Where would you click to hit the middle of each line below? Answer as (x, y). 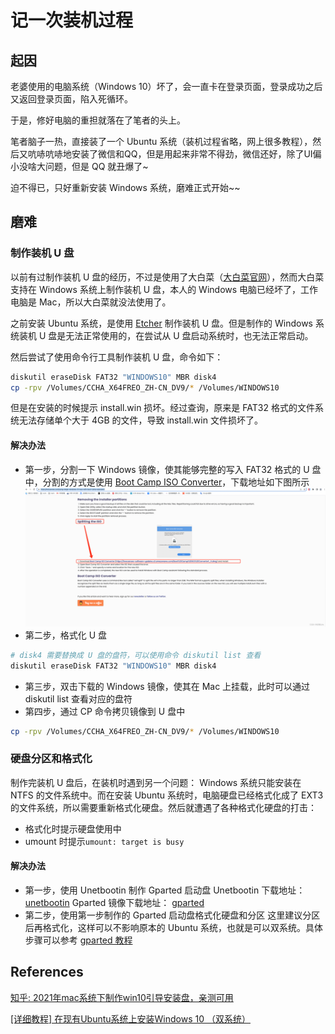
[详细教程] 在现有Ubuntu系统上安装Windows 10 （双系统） (130, 1018)
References (47, 972)
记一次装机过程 (72, 20)
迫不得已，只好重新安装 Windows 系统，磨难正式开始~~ (125, 187)
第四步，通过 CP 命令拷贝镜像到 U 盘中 (105, 711)
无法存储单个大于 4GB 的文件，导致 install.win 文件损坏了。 (140, 420)
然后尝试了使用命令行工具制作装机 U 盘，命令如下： (117, 357)
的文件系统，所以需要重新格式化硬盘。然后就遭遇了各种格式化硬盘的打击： (163, 807)
